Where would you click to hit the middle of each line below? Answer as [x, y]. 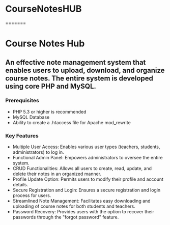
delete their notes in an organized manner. [57, 174]
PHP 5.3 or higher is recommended [49, 111]
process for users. [32, 195]
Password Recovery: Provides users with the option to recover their [83, 212]
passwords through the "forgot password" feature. [66, 217]
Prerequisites [22, 101]
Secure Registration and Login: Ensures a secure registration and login [87, 190]
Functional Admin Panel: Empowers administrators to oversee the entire [88, 158]
